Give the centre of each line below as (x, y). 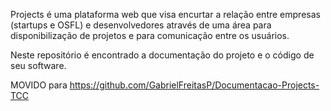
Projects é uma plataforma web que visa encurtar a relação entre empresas (165, 14)
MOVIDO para (39, 85)
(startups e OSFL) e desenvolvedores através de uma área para (141, 25)
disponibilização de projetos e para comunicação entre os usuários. (150, 35)
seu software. (38, 65)
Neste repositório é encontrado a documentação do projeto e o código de (162, 55)
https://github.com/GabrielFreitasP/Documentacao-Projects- (194, 85)
